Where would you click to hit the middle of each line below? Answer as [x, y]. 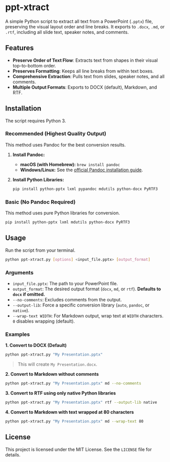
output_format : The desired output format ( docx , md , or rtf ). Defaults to [87, 289]
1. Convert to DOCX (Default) [36, 345]
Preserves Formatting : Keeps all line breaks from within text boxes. [83, 71]
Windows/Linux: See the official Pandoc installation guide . [81, 170]
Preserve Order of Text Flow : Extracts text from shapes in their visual [85, 60]
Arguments [19, 273]
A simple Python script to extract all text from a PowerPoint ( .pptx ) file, [79, 21]
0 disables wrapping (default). [44, 321]
